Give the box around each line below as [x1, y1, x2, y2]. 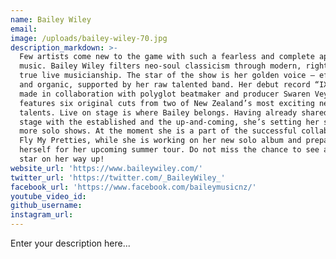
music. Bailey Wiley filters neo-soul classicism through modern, [19, 61, 302, 71]
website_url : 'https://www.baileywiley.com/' [10, 163, 203, 173]
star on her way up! [19, 154, 105, 164]
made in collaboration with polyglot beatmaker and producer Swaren [19, 89, 311, 99]
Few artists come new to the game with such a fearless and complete [19, 52, 315, 62]
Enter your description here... [10, 237, 131, 249]
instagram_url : [10, 210, 74, 220]
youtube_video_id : [10, 191, 87, 201]
